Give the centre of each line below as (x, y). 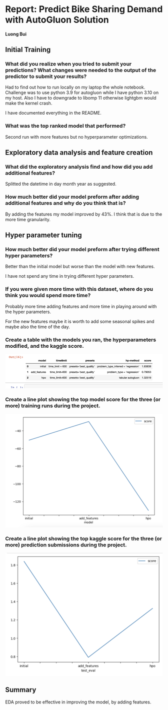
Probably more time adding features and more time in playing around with (81, 306)
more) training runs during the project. (53, 406)
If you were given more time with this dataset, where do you (79, 289)
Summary (21, 690)
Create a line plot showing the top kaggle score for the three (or (84, 538)
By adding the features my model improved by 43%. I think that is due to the (84, 214)
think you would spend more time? (48, 295)
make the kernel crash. (29, 103)
